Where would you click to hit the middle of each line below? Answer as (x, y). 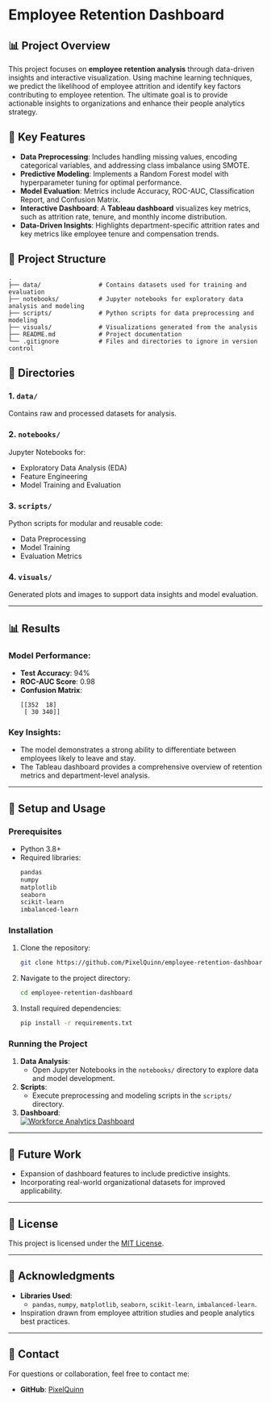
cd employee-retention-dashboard (76, 993)
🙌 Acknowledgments (62, 1276)
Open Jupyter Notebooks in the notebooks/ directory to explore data (145, 1070)
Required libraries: (50, 857)
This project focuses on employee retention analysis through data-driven (131, 69)
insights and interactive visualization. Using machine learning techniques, (130, 77)
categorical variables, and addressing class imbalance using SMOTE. (135, 165)
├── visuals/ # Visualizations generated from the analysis (133, 327)
